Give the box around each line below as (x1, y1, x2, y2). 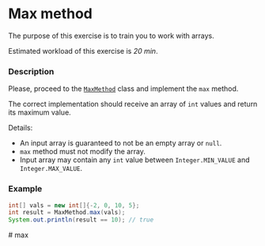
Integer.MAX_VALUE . (19, 164, 83, 173)
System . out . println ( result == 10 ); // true (8, 216, 154, 224)
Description (8, 66, 55, 77)
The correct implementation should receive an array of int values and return (8, 100, 258, 109)
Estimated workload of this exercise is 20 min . (8, 46, 158, 55)
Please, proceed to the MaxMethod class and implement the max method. (8, 84, 239, 93)
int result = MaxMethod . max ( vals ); (8, 209, 126, 217)
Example (8, 184, 43, 195)
